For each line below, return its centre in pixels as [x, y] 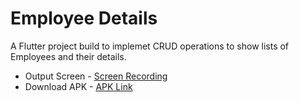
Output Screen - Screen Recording [96, 76]
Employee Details [84, 18]
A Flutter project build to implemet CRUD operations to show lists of [150, 46]
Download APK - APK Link [78, 86]
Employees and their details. [68, 56]
